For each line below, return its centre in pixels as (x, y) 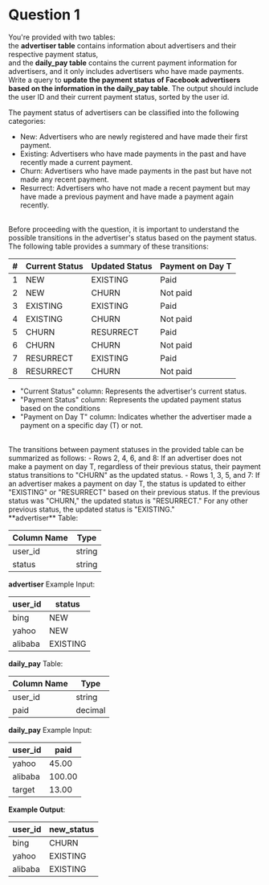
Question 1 (44, 15)
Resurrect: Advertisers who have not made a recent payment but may (135, 187)
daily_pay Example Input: (50, 730)
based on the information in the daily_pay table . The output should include (133, 88)
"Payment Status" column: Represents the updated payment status (131, 399)
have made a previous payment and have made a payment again (127, 196)
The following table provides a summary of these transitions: (108, 246)
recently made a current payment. (76, 162)
